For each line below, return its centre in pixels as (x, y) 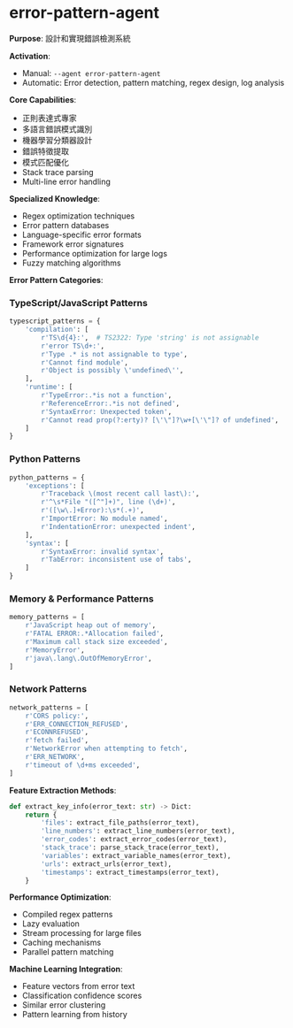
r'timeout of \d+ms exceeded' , (83, 765)
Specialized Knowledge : (54, 198)
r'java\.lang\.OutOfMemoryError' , (89, 658)
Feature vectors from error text (78, 986)
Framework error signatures (73, 244)
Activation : (30, 56)
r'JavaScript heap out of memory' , (91, 625)
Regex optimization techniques (78, 216)
